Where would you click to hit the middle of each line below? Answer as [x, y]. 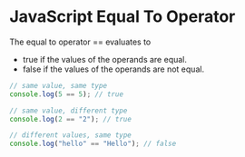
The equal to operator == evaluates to [80, 42]
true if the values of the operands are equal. [105, 59]
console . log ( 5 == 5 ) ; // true [67, 94]
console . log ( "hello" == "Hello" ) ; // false [93, 144]
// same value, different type [69, 111]
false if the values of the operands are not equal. [113, 69]
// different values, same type [70, 135]
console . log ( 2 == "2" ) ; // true [70, 119]
